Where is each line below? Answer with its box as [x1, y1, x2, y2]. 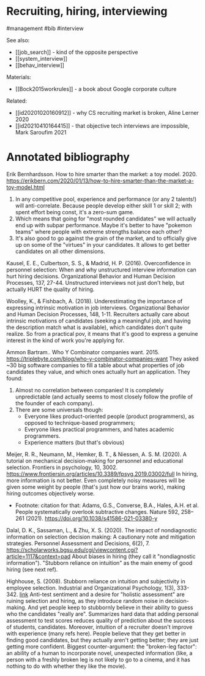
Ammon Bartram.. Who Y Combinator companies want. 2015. [6, 348, 160, 355]
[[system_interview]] [15, 55, 67, 62]
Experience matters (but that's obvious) [24, 438, 125, 446]
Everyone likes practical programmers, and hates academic [24, 425, 174, 433]
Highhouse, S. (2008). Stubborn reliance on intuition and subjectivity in [6, 577, 185, 585]
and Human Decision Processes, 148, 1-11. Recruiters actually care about [6, 310, 190, 317]
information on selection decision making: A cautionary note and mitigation [6, 533, 196, 540]
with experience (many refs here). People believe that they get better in [6, 629, 186, 637]
